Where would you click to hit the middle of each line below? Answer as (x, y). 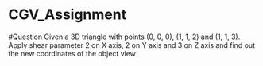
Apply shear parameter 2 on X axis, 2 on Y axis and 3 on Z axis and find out (132, 45)
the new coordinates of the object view (72, 53)
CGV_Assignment (68, 15)
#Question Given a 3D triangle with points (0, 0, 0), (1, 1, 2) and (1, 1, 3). (124, 37)
